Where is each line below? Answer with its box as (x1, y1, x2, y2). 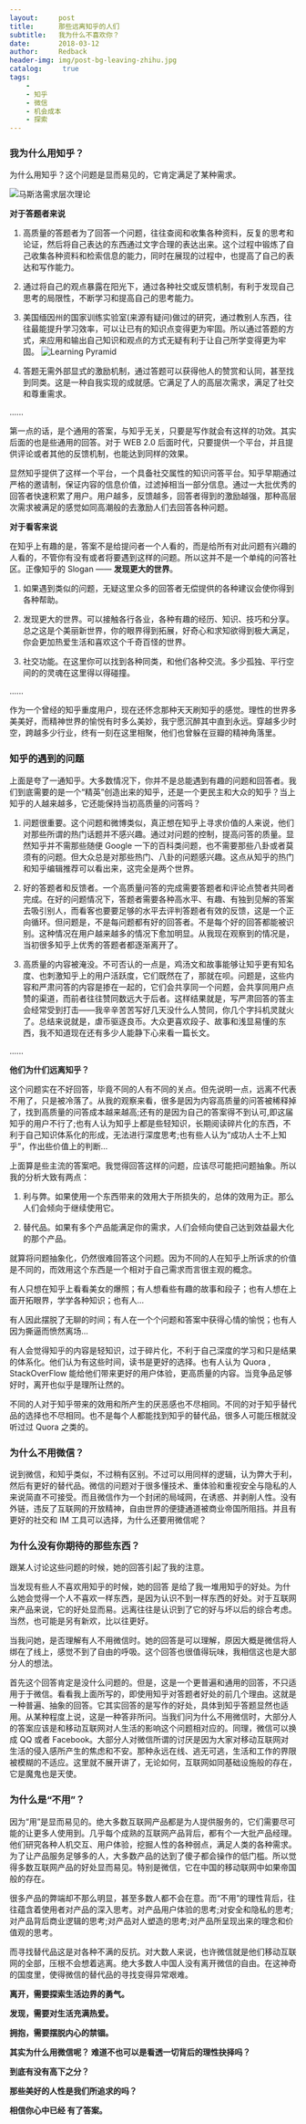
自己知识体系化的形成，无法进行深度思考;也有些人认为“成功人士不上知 (25, 1129, 287, 1140)
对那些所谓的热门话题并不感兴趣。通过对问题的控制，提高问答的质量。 (22, 828, 287, 840)
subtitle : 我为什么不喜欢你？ (9, 30, 120, 39)
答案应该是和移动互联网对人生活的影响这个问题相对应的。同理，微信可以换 (16, 1722, 297, 1734)
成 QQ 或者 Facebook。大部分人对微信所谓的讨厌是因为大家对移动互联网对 (9, 1734, 290, 1745)
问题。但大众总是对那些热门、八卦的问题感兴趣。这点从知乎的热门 (46, 851, 294, 863)
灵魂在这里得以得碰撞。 (46, 667, 135, 678)
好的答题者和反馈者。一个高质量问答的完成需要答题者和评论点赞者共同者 (22, 882, 294, 893)
